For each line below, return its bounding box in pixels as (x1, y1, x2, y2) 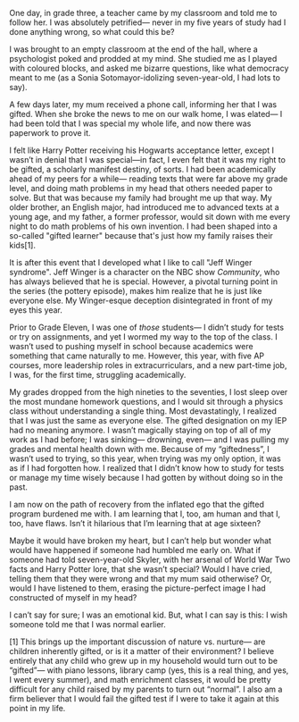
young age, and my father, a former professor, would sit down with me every (9, 212, 291, 222)
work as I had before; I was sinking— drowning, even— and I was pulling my (9, 434, 290, 445)
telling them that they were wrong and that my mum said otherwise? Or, (9, 574, 272, 583)
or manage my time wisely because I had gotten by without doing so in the (9, 473, 284, 483)
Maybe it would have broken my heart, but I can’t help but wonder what (9, 535, 272, 546)
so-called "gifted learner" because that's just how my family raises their (9, 231, 274, 240)
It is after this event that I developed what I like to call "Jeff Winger (9, 257, 253, 267)
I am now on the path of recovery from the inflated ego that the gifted (9, 500, 265, 509)
